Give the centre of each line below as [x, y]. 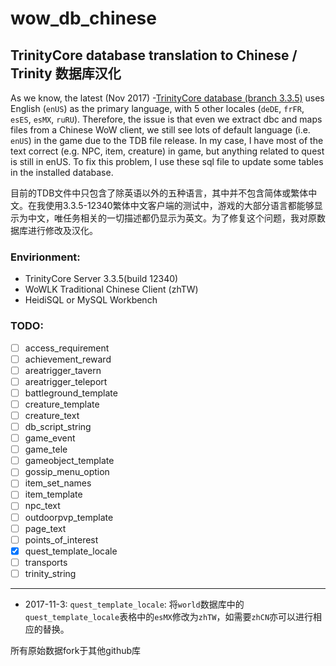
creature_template [62, 404]
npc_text [42, 506]
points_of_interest [61, 539]
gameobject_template [69, 461]
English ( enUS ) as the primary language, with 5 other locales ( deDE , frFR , [157, 108]
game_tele [46, 449]
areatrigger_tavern [63, 370]
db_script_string [58, 427]
